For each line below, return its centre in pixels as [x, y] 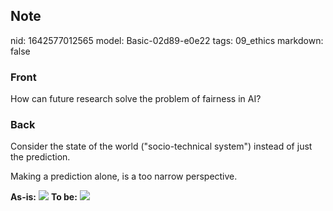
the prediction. [40, 157]
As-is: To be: [44, 197]
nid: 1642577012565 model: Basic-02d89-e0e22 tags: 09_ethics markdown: [167, 40]
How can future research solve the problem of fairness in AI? [136, 99]
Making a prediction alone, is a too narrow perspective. [124, 176]
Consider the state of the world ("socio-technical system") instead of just [161, 146]
